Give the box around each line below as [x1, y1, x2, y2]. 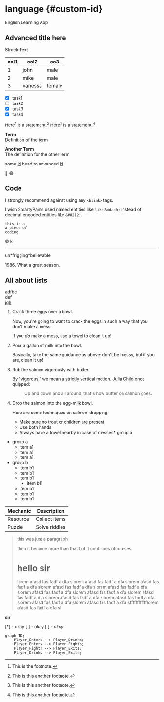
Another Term [5, 146, 34, 152]
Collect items [36, 516, 66, 523]
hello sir [17, 563, 50, 574]
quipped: [12, 381, 30, 387]
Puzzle [7, 524, 23, 531]
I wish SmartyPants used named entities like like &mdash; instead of [5, 206, 142, 213]
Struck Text [5, 46, 28, 52]
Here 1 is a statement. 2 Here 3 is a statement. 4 [5, 121, 95, 128]
